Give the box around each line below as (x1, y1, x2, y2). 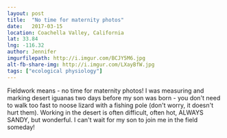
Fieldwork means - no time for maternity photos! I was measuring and (7, 87, 204, 95)
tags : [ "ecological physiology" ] (7, 67, 103, 74)
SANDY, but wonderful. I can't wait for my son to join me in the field (7, 115, 198, 124)
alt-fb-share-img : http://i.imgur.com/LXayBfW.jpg (7, 61, 155, 68)
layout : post (7, 10, 45, 17)
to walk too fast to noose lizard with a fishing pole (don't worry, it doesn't (7, 101, 214, 109)
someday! (7, 123, 36, 131)
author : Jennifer (7, 49, 57, 56)
